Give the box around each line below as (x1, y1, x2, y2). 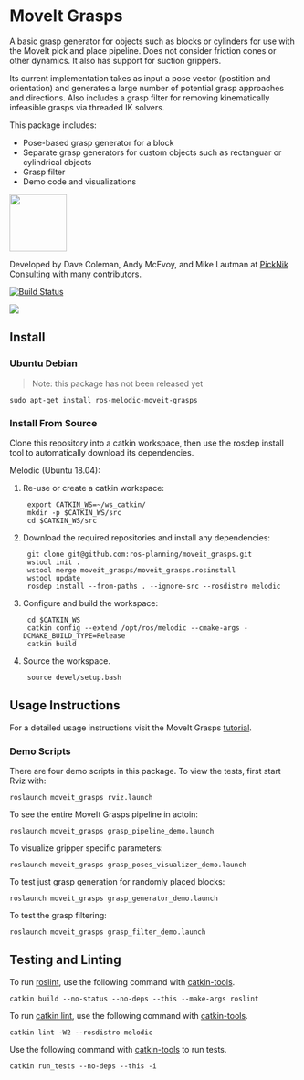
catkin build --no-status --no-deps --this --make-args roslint (9, 994, 259, 1003)
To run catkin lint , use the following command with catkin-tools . (9, 1010, 248, 1021)
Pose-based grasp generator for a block (22, 137, 174, 148)
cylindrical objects (22, 156, 92, 167)
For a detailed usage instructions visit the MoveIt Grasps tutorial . (9, 722, 253, 733)
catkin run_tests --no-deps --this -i (9, 1061, 157, 1071)
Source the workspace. (22, 655, 111, 666)
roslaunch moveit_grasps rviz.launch (9, 793, 153, 802)
